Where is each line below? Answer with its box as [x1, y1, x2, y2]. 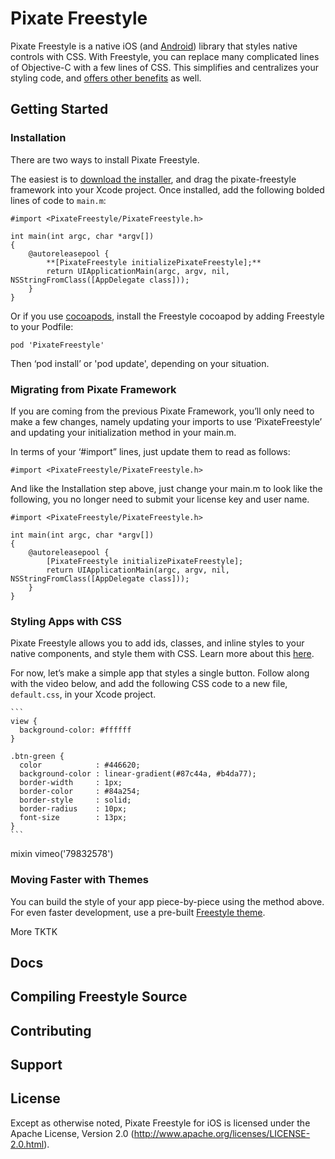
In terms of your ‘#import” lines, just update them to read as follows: [10, 445, 291, 457]
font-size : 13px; [19, 813, 128, 823]
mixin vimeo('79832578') [10, 848, 114, 860]
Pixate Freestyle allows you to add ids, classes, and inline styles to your [10, 637, 305, 649]
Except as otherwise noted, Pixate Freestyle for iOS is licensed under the [10, 1117, 311, 1129]
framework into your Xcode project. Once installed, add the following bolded [10, 183, 325, 196]
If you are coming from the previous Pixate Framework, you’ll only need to [10, 405, 315, 417]
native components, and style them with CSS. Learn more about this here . [10, 648, 315, 660]
